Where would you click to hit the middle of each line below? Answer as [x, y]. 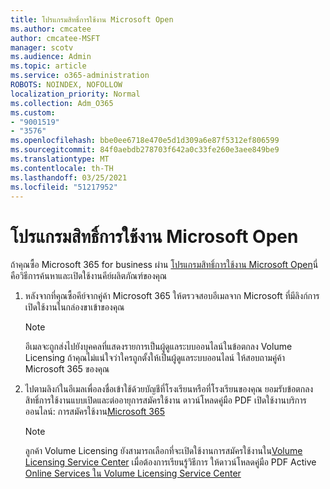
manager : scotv [42, 47]
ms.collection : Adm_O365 [62, 103]
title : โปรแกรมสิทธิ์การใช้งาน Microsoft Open [92, 19]
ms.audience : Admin [51, 57]
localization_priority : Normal [75, 94]
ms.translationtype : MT [60, 159]
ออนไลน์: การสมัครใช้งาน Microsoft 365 [94, 412]
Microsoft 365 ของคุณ [67, 369]
